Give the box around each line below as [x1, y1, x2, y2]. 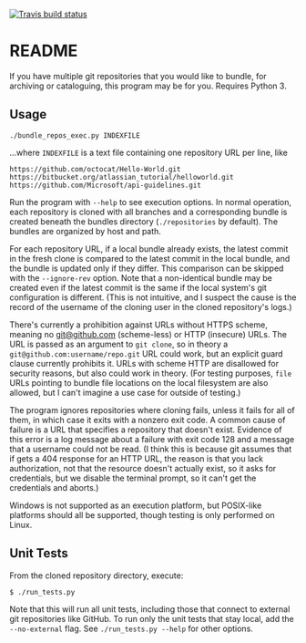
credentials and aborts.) [9, 482, 99, 493]
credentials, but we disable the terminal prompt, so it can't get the [9, 472, 257, 483]
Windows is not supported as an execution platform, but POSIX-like [9, 500, 262, 511]
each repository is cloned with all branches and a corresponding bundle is [9, 206, 288, 217]
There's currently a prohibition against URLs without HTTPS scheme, [9, 319, 269, 330]
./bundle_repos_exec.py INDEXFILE [9, 130, 141, 140]
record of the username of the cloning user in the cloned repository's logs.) [9, 301, 293, 312]
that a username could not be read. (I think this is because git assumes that [9, 443, 292, 454]
